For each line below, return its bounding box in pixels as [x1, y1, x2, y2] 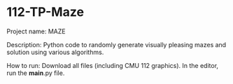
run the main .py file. [6, 69, 65, 77]
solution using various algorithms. [6, 48, 104, 56]
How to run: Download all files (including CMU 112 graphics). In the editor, [6, 61, 218, 69]
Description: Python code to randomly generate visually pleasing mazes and [6, 40, 227, 49]
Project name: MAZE [6, 27, 66, 35]
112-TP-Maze [6, 4, 85, 20]
